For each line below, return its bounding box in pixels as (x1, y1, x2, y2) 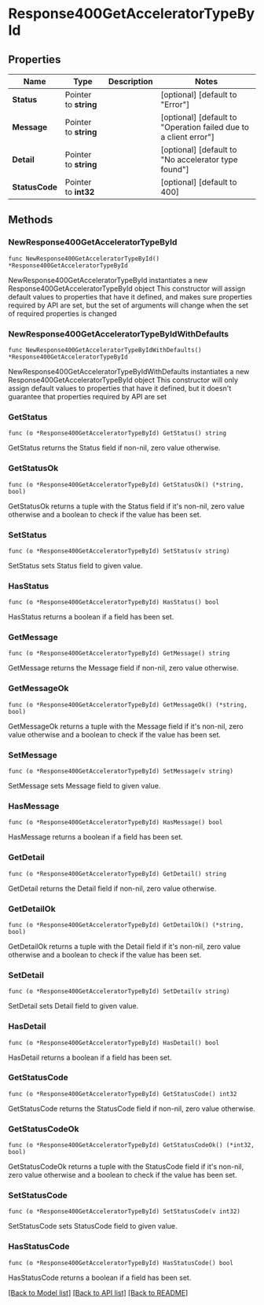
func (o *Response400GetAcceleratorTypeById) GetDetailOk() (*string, (8, 921, 244, 928)
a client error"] (160, 131, 214, 142)
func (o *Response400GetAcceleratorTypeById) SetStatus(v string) (8, 547, 230, 555)
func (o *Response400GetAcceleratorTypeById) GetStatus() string (8, 429, 226, 437)
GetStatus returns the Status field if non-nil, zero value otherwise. (8, 443, 221, 453)
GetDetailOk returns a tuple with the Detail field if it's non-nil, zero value (8, 941, 241, 951)
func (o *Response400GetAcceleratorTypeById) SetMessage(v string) (8, 767, 234, 775)
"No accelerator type (160, 154, 238, 165)
